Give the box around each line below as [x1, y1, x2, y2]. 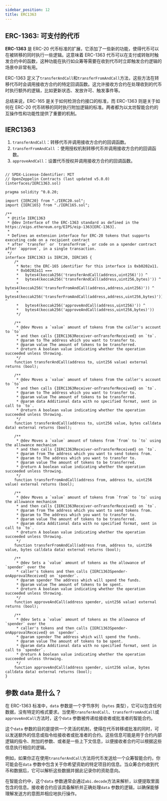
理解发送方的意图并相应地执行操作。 [5, 791, 80, 797]
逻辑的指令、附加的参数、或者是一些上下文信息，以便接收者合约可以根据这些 [5, 738, 162, 744]
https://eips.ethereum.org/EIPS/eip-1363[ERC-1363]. [5, 225, 117, 230]
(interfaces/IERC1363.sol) [5, 181, 61, 186]
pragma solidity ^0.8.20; [5, 190, 59, 195]
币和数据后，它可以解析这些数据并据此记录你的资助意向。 [5, 767, 123, 773]
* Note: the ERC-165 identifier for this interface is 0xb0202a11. [16, 264, 159, 269]
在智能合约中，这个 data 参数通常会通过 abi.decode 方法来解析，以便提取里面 [5, 778, 160, 784]
